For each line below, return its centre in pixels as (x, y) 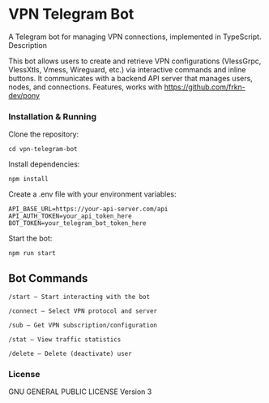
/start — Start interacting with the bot (79, 297)
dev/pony (24, 95)
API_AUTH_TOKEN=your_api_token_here (70, 216)
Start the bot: (30, 238)
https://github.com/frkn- (205, 87)
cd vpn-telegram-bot (43, 149)
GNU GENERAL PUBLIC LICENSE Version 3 (80, 392)
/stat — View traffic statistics (65, 340)
